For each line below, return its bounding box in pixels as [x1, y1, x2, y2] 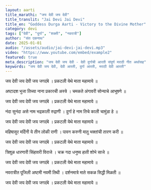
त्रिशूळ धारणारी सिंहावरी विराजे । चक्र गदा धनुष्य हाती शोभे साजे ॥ [5, 149, 109, 155]
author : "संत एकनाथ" [5, 36, 45, 41]
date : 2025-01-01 [5, 41, 42, 46]
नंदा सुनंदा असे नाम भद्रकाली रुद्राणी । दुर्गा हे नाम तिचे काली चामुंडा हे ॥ [5, 109, 118, 115]
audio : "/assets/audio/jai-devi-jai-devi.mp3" [5, 45, 105, 50]
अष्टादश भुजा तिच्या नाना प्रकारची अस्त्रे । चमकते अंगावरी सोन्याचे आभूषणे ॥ [5, 88, 126, 94]
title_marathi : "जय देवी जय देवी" [5, 12, 70, 17]
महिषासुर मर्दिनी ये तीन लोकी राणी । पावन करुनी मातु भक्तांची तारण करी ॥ [5, 129, 123, 135]
